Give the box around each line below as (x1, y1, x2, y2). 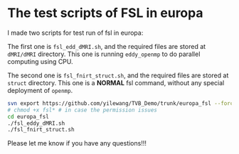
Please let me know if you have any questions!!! (7, 139, 147, 148)
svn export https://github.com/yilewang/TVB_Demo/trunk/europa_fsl (7, 99, 212, 107)
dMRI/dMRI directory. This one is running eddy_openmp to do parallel (7, 50, 201, 58)
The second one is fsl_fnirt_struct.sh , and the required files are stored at (7, 71, 229, 79)
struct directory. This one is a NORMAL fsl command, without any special (7, 78, 225, 87)
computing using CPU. (7, 57, 73, 65)
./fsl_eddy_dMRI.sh (7, 119, 65, 127)
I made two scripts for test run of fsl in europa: (7, 28, 144, 37)
